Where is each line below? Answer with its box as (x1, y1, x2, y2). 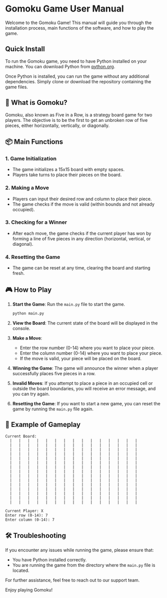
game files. (5, 84, 28, 90)
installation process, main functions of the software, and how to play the (5, 25, 154, 31)
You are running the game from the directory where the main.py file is (12, 562, 155, 568)
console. (12, 325, 30, 331)
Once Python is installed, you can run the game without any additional (5, 73, 149, 79)
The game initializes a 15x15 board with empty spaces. (12, 167, 125, 173)
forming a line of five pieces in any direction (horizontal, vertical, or (12, 235, 151, 241)
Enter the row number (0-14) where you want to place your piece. (19, 345, 155, 351)
